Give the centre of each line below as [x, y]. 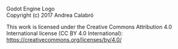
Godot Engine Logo [30, 9]
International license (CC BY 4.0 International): [65, 33]
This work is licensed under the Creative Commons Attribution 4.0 [89, 27]
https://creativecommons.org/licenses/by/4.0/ [64, 40]
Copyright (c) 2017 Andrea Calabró [50, 15]
